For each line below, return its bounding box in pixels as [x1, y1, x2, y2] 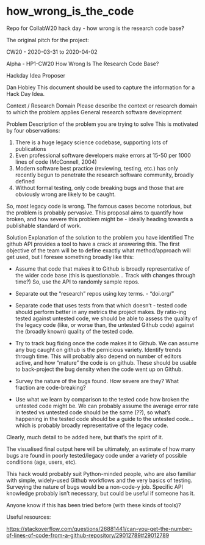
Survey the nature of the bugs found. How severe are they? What [15, 377, 179, 384]
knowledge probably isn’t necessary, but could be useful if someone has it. [6, 489, 195, 497]
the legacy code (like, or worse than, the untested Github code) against [15, 321, 194, 328]
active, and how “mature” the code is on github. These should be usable [15, 359, 197, 366]
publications [15, 145, 47, 152]
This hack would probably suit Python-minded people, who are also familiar [6, 470, 196, 477]
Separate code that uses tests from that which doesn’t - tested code [15, 301, 187, 309]
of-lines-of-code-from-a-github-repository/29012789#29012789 [6, 532, 170, 539]
